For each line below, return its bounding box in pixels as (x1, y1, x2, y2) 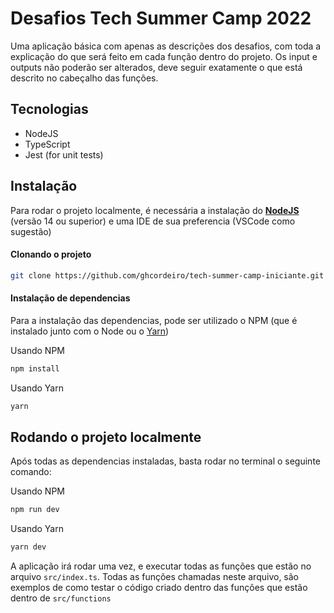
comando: (10, 466, 52, 478)
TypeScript (24, 138, 71, 150)
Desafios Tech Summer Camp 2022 (10, 7, 312, 30)
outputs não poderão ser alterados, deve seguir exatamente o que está (10, 61, 303, 73)
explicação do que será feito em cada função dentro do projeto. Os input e (10, 50, 318, 62)
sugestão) (10, 225, 52, 237)
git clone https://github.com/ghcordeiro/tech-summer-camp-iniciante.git (10, 270, 325, 281)
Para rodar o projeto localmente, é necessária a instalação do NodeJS (10, 204, 300, 216)
